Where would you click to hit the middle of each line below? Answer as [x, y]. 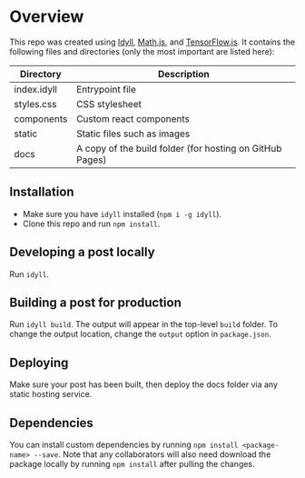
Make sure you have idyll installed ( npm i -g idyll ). [122, 214]
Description [184, 74]
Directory [40, 74]
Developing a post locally [83, 252]
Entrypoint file [106, 89]
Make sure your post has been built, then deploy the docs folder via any [144, 384]
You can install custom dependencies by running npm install [124, 444]
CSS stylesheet [109, 104]
